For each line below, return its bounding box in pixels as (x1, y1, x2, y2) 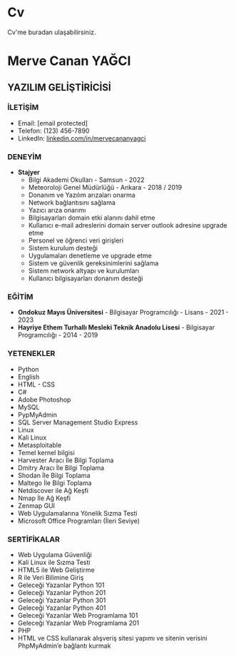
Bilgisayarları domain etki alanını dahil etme (28, 213, 155, 222)
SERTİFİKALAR (7, 534, 61, 544)
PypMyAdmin (17, 410, 57, 419)
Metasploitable (17, 440, 62, 449)
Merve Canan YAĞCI (7, 53, 131, 69)
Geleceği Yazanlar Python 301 (17, 596, 106, 604)
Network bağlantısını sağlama (28, 198, 116, 207)
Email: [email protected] (17, 118, 88, 127)
